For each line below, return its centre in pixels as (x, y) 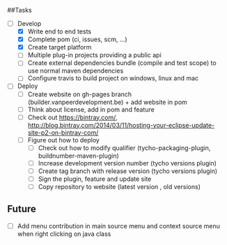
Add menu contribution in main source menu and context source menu (119, 225)
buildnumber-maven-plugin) (79, 156)
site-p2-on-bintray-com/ (63, 133)
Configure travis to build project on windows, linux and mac (113, 78)
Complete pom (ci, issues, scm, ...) (77, 39)
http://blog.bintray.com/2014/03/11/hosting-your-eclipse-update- (121, 125)
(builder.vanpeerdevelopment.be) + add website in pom (108, 102)
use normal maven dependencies (76, 71)
